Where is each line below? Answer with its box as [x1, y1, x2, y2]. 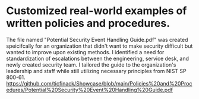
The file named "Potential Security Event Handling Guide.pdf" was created [6, 36, 188, 43]
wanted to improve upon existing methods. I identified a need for [6, 48, 165, 55]
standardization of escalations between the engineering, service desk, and [6, 55, 189, 62]
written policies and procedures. [6, 16, 170, 30]
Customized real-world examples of [6, 4, 187, 18]
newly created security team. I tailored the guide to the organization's [6, 61, 176, 68]
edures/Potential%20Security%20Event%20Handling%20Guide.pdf [6, 86, 173, 93]
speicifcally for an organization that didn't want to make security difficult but [6, 42, 193, 49]
